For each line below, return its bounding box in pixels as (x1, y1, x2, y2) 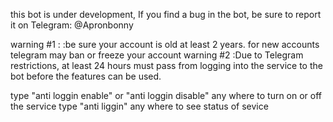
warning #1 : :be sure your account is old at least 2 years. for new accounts (10, 39, 320, 50)
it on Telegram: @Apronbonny (10, 19, 134, 31)
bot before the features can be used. (10, 70, 162, 82)
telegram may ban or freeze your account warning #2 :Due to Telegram (10, 49, 304, 61)
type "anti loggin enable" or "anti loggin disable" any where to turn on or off (10, 90, 323, 101)
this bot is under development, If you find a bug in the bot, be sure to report (10, 9, 322, 20)
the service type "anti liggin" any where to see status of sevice (10, 100, 269, 112)
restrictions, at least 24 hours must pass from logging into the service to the (10, 60, 323, 71)
